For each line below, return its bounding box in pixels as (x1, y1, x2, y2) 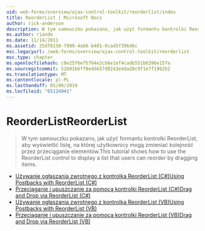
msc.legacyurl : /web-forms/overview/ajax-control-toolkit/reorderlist (6, 49, 190, 55)
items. (21, 160, 37, 168)
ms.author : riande (6, 32, 53, 38)
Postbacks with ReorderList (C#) (15, 179, 98, 186)
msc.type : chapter (6, 54, 53, 60)
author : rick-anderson (6, 20, 64, 26)
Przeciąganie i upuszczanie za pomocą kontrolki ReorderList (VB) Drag (15, 211, 192, 218)
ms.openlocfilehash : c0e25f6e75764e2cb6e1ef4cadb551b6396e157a (6, 60, 171, 66)
